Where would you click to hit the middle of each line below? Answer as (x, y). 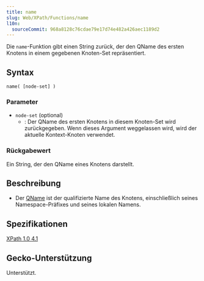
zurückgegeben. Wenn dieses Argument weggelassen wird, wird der (111, 128)
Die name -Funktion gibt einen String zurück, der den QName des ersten (95, 47)
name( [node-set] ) (31, 87)
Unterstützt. (21, 273)
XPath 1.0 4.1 (22, 239)
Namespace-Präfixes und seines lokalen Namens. (78, 205)
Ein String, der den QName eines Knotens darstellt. (70, 164)
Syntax (20, 72)
